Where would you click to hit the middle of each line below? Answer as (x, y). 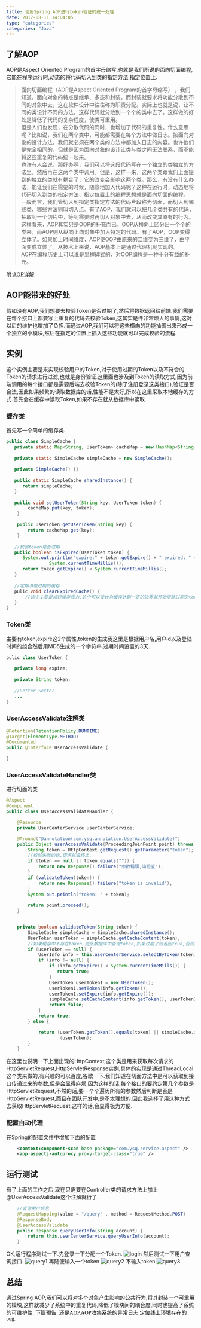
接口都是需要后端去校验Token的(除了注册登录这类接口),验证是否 (116, 384)
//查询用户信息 (33, 1208)
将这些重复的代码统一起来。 (55, 157)
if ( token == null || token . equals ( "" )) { (81, 861)
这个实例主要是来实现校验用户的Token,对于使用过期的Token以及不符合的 (95, 369)
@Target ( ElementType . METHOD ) (42, 737)
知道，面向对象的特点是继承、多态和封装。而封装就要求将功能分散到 (105, 97)
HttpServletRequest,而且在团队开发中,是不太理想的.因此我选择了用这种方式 (98, 1098)
